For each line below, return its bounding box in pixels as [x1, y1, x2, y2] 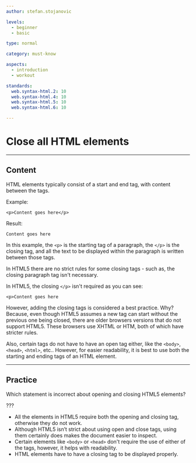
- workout [11, 72, 35, 78]
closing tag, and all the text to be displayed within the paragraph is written [6, 248, 184, 255]
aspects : [6, 62, 27, 68]
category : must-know [6, 51, 57, 57]
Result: [6, 220, 23, 227]
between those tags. [6, 253, 55, 260]
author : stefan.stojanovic [6, 8, 72, 15]
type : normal [6, 40, 38, 47]
